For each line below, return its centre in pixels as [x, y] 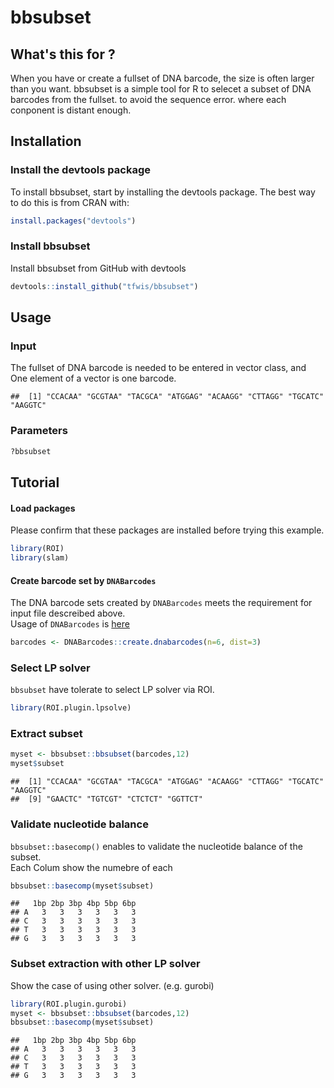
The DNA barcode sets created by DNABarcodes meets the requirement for [161, 603]
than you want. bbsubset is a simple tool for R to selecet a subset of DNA [161, 89]
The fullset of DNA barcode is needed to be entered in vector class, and [158, 368]
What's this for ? [63, 54]
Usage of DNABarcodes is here [70, 624]
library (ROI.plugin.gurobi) [69, 1004]
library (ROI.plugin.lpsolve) [71, 708]
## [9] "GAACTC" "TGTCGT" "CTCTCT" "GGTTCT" [106, 799]
